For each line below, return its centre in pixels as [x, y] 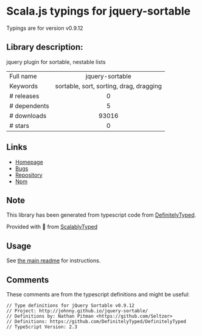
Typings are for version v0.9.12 [45, 28]
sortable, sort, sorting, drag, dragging [109, 86]
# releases [24, 96]
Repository [29, 175]
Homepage [29, 162]
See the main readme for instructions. [54, 261]
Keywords [24, 86]
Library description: [45, 47]
